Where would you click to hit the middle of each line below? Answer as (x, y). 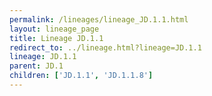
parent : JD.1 (36, 66)
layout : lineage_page (54, 29)
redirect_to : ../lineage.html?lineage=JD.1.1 (105, 47)
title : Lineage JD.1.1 (56, 38)
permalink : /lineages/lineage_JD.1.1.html (99, 19)
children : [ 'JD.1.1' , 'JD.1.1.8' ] (81, 76)
